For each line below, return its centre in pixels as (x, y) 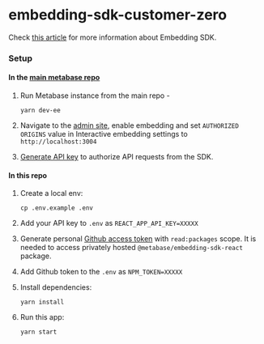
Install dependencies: (56, 287)
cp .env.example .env (56, 208)
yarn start (38, 332)
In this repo (28, 175)
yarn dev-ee (40, 111)
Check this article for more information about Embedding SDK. (113, 37)
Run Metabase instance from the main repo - (95, 96)
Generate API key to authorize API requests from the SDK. (117, 157)
